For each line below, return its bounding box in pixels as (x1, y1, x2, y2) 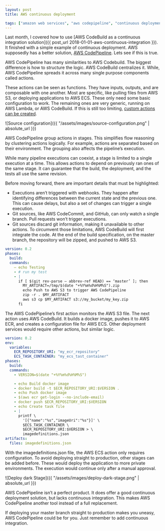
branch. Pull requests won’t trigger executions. (12, 216, 107, 222)
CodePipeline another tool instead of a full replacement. (5, 500, 118, 506)
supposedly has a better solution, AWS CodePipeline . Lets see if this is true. (5, 50, 159, 56)
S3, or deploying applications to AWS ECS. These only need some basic (5, 95, 151, 101)
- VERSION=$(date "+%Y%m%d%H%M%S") (14, 372, 87, 377)
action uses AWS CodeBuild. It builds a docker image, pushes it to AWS (5, 316, 150, 322)
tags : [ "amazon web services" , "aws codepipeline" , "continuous (5, 21, 139, 26)
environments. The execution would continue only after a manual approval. (5, 465, 156, 471)
